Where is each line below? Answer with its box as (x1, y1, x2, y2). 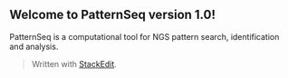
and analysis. (9, 41, 59, 52)
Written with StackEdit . (31, 58, 118, 69)
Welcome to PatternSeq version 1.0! (9, 7, 216, 23)
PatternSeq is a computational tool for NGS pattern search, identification (9, 31, 280, 42)
